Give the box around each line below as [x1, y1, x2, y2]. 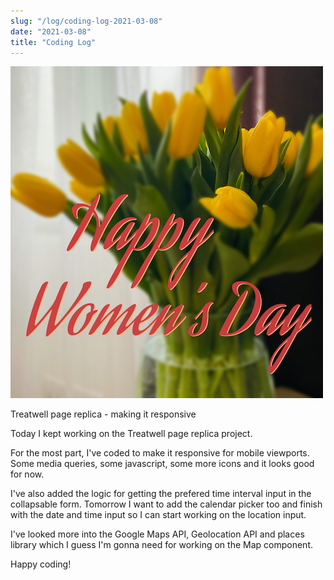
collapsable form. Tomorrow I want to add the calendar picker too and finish [10, 498, 323, 510]
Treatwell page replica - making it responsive [10, 408, 197, 420]
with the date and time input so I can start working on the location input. [10, 509, 307, 521]
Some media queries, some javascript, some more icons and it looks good [10, 458, 315, 470]
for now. [10, 468, 45, 480]
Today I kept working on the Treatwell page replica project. [10, 428, 253, 440]
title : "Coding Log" [10, 37, 97, 47]
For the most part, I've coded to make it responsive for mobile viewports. [10, 447, 310, 459]
